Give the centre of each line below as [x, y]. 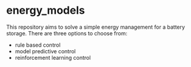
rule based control [38, 45]
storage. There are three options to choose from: [67, 33]
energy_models [46, 10]
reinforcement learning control [53, 57]
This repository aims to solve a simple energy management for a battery [96, 27]
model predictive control [45, 51]
